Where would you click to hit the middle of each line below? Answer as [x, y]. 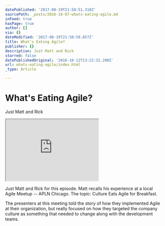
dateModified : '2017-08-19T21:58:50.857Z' [49, 38]
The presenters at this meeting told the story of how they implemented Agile [83, 203]
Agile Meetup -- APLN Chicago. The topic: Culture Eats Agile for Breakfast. [81, 193]
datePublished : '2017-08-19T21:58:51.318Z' [51, 10]
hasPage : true [20, 23]
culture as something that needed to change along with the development [79, 214]
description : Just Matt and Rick [40, 51]
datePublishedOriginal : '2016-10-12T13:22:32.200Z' [59, 60]
